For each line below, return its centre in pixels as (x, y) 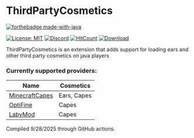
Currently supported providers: (52, 70)
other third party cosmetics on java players (58, 55)
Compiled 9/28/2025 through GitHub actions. (60, 129)
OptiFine (21, 105)
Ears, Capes (75, 95)
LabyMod (22, 115)
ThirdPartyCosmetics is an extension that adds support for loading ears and (97, 49)
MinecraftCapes (31, 95)
